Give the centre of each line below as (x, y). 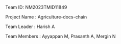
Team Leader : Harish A (30, 26)
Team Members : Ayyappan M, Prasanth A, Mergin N (60, 36)
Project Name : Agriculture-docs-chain (46, 17)
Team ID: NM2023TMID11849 (36, 7)
